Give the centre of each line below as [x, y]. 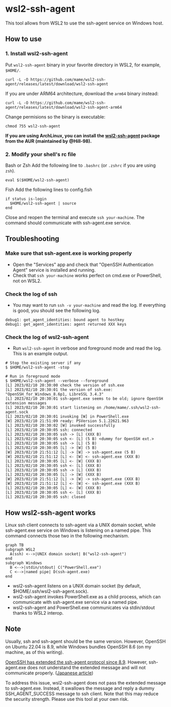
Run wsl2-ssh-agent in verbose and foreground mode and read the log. [87, 348]
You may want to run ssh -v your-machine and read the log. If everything [89, 305]
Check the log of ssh [31, 294]
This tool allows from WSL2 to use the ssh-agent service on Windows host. [84, 23]
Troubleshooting [32, 239]
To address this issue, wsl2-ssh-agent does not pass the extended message [86, 682]
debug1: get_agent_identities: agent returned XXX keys [66, 324]
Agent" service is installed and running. [54, 270]
